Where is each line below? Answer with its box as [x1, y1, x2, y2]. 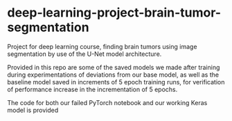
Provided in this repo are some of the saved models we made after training [7, 63, 220, 71]
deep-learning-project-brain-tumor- [7, 5, 222, 21]
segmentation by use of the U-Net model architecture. [7, 50, 162, 58]
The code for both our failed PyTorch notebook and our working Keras [7, 98, 208, 106]
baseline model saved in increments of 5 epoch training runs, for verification [7, 77, 225, 86]
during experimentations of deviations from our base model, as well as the [7, 71, 220, 79]
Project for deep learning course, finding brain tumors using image [7, 42, 197, 50]
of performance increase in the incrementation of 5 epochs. [7, 85, 178, 93]
